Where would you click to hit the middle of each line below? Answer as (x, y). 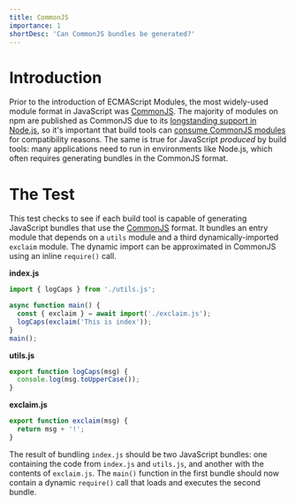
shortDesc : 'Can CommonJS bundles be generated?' (102, 34)
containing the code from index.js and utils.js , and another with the (137, 463)
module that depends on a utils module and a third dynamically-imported (144, 237)
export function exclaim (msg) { (68, 421)
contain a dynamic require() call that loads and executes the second (135, 482)
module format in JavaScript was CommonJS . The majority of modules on (144, 111)
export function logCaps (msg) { (68, 371)
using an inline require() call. (63, 256)
